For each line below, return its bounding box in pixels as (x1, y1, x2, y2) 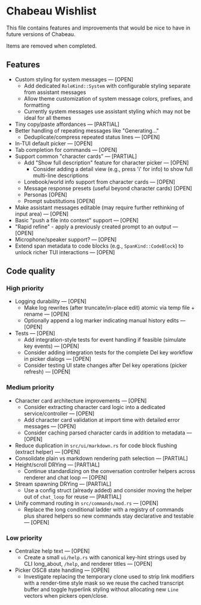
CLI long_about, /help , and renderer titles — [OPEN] (23, 560, 153, 568)
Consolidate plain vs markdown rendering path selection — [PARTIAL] (14, 454, 188, 462)
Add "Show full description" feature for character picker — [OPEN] (23, 158, 189, 166)
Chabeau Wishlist (6, 4, 97, 18)
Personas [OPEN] (23, 191, 67, 198)
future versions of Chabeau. (6, 30, 76, 37)
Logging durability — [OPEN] (14, 298, 87, 305)
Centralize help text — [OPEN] (14, 547, 90, 555)
